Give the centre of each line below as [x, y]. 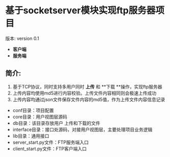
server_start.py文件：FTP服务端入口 [51, 142]
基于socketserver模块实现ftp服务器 [80, 10]
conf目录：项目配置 [33, 110]
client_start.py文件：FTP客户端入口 [50, 148]
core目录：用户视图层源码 [40, 117]
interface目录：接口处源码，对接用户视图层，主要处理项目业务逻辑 [82, 129]
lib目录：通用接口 [31, 136]
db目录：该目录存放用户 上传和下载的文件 [56, 123]
